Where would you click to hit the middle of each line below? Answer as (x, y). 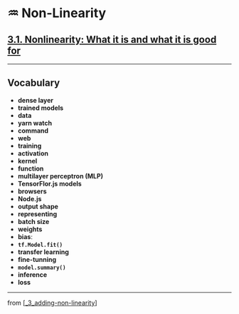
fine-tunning (37, 259)
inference (32, 274)
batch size (33, 221)
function (31, 168)
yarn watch (34, 123)
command (33, 131)
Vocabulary (34, 83)
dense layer (36, 100)
